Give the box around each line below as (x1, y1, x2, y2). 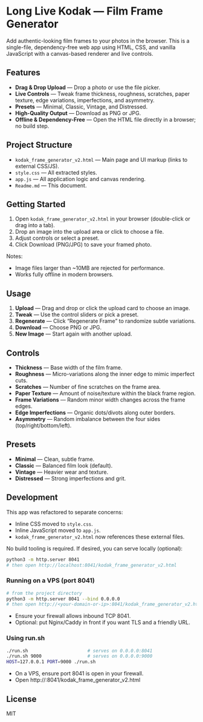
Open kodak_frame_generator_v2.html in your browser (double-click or (14, 215, 190, 222)
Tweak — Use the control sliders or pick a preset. (14, 311, 139, 319)
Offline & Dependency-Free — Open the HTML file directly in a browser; (14, 116, 196, 123)
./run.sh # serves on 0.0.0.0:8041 (6, 647, 153, 654)
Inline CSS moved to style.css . (14, 520, 94, 528)
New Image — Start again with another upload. (14, 330, 132, 337)
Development (6, 492, 59, 503)
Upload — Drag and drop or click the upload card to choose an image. (14, 305, 190, 312)
